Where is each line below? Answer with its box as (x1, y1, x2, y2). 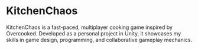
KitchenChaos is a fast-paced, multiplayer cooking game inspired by (6, 24, 173, 31)
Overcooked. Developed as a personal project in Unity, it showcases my (6, 30, 181, 37)
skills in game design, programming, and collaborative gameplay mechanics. (6, 36, 193, 43)
